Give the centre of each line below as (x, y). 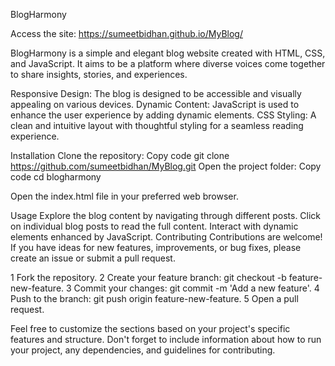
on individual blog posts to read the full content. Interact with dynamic (154, 226)
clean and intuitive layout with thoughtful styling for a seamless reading (157, 125)
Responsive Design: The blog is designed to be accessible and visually (156, 93)
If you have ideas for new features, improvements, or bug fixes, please (156, 247)
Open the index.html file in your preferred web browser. (124, 196)
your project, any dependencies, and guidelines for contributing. (143, 350)
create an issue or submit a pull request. (93, 258)
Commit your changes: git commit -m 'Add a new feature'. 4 (196, 288)
